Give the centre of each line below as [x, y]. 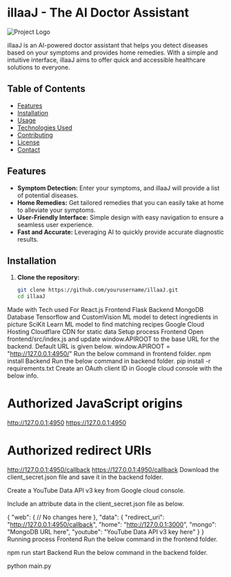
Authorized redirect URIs [79, 451]
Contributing [35, 135]
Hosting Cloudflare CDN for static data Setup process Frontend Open [106, 332]
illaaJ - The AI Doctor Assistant [98, 13]
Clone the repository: [48, 277]
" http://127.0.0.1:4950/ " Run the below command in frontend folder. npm [109, 354]
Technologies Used [44, 127]
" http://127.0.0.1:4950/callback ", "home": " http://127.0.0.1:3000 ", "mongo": [112, 525]
